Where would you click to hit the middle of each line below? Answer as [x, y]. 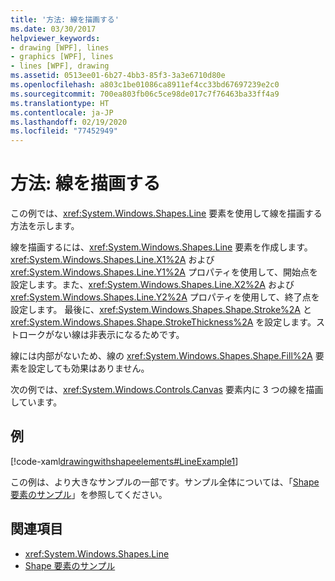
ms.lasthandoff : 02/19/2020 [69, 122]
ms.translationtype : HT [60, 103]
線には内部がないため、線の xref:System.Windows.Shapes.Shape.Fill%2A [161, 356]
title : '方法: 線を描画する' [65, 19]
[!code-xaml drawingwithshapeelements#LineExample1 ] [124, 461]
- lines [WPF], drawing [60, 66]
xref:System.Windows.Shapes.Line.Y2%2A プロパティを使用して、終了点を [165, 297]
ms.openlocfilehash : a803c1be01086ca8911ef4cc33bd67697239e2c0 [145, 85]
